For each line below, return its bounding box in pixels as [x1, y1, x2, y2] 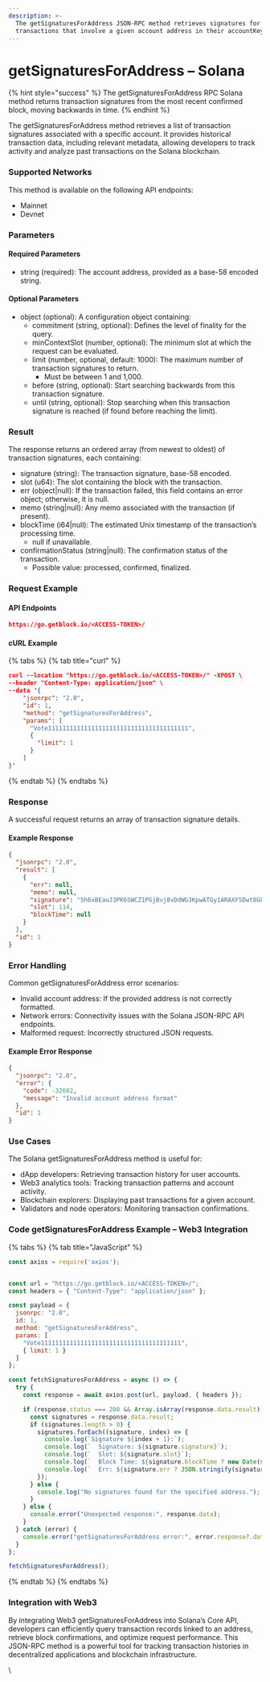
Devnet [19, 209, 44, 218]
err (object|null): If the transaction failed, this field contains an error [19, 486, 243, 495]
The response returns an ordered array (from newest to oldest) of [8, 445, 226, 454]
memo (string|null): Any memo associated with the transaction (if [19, 503, 235, 512]
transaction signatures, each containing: [8, 453, 142, 463]
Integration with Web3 [8, 1597, 98, 1608]
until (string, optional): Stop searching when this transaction [31, 397, 231, 407]
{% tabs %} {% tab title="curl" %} [8, 656, 121, 665]
